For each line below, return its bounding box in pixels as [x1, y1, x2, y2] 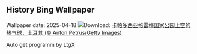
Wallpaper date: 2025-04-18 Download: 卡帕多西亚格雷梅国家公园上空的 [6, 21, 191, 29]
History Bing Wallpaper [6, 5, 95, 15]
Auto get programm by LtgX [6, 41, 75, 48]
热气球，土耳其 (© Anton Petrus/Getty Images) [6, 29, 122, 36]
